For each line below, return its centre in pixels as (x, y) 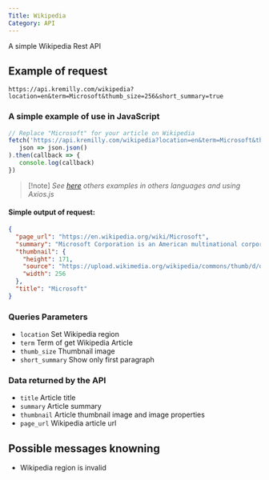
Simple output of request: (52, 212)
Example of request (58, 71)
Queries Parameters (48, 317)
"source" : (39, 266)
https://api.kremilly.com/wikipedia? (71, 90)
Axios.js (41, 194)
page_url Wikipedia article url (68, 423)
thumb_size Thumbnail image (67, 351)
